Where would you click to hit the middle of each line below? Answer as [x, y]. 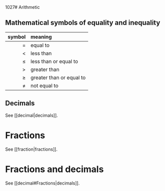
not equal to [45, 86]
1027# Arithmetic [22, 7]
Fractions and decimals [54, 169]
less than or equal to [54, 61]
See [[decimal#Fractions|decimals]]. [42, 183]
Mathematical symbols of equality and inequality [83, 23]
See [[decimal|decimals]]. [32, 115]
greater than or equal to [58, 78]
